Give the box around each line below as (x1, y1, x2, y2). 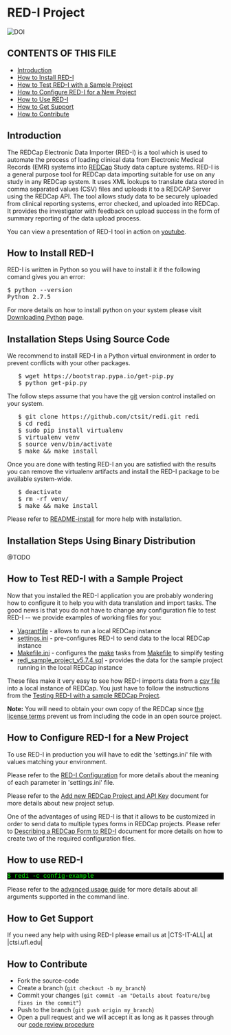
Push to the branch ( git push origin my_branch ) (16, 1006, 155, 1014)
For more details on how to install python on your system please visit (7, 306, 201, 314)
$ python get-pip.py (18, 379, 87, 387)
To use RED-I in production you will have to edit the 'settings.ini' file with (7, 750, 212, 759)
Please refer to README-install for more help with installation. (7, 515, 182, 523)
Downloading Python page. (7, 314, 85, 322)
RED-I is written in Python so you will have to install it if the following (7, 265, 201, 274)
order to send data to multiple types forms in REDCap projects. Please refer (7, 819, 221, 828)
